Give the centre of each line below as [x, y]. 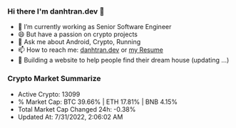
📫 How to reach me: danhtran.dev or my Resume [91, 50]
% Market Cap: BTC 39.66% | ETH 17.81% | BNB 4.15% [98, 102]
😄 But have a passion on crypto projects [77, 34]
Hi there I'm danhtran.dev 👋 [56, 11]
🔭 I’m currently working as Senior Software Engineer [94, 27]
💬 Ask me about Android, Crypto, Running [79, 42]
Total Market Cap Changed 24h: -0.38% [77, 109]
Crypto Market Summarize [54, 79]
